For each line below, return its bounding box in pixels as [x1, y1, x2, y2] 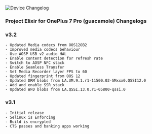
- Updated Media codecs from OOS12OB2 [5, 43, 87, 48]
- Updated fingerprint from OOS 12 [5, 74, 81, 79]
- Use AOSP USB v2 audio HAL [5, 51, 67, 57]
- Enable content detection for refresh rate [5, 56, 103, 61]
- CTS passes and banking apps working [5, 123, 90, 129]
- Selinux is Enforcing [5, 115, 56, 120]
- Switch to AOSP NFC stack [5, 60, 65, 65]
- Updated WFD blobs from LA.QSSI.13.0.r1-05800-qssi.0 [5, 87, 126, 92]
